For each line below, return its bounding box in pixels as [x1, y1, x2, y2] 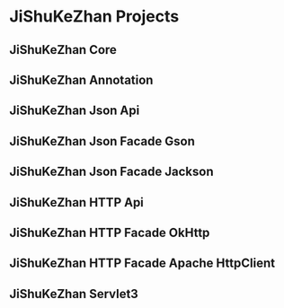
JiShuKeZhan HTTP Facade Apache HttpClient [9, 256, 276, 271]
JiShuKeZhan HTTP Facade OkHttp [9, 224, 210, 240]
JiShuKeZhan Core [9, 42, 117, 57]
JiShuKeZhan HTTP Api [9, 195, 144, 210]
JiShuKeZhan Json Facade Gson [9, 133, 195, 149]
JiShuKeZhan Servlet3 [9, 286, 139, 302]
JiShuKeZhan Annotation [9, 72, 154, 87]
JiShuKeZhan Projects [9, 6, 180, 27]
